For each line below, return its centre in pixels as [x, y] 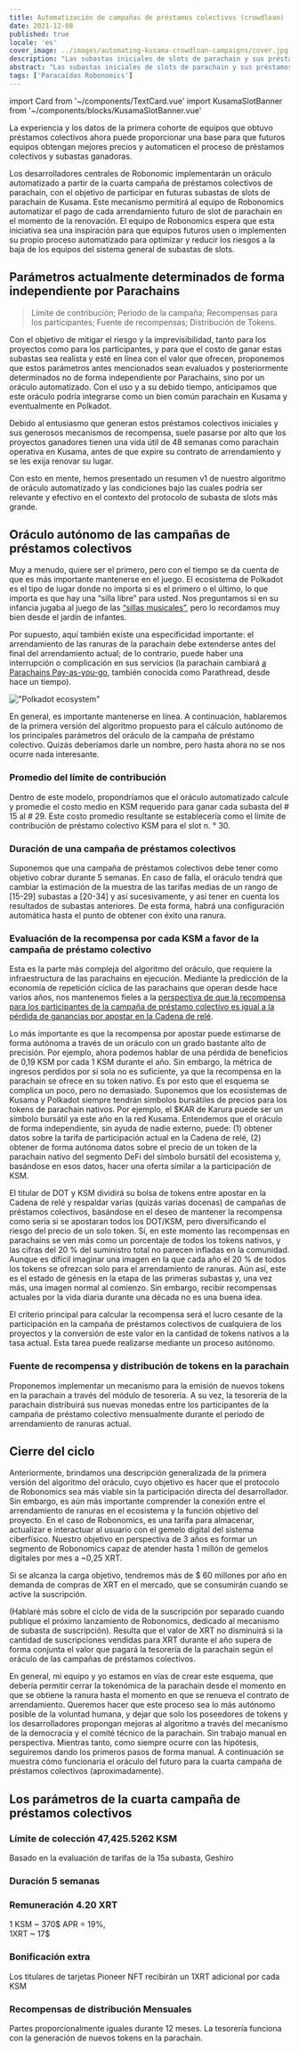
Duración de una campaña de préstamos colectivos [123, 848]
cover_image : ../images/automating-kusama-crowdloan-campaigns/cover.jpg [149, 51]
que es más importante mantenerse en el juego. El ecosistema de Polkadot [146, 580]
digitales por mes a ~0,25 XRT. [66, 1558]
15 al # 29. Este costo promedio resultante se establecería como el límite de [148, 816]
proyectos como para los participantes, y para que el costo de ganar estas [145, 349]
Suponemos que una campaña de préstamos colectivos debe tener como [144, 868]
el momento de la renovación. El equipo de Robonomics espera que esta [142, 220]
